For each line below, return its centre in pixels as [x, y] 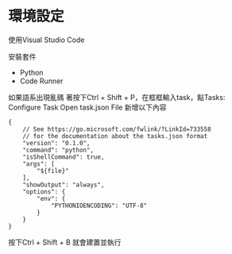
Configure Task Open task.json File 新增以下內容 [87, 107]
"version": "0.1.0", [56, 143]
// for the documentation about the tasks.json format [115, 136]
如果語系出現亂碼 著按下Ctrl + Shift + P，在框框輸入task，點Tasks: [117, 97]
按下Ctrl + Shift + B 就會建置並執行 [65, 242]
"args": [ [39, 164]
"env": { [51, 198]
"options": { [44, 191]
